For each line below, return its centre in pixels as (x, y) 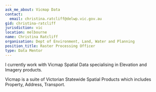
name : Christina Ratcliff (31, 37)
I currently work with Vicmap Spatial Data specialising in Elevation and (76, 65)
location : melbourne (26, 32)
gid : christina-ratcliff (30, 23)
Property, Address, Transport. (35, 84)
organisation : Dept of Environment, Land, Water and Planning (70, 42)
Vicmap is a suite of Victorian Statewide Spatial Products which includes (78, 79)
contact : (14, 14)
